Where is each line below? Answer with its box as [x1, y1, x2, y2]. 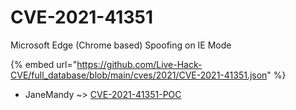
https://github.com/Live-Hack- [76, 58, 203, 70]
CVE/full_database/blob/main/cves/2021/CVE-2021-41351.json [10, 69, 268, 81]
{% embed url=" [10, 58, 78, 70]
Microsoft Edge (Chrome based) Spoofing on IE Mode [10, 39, 232, 51]
